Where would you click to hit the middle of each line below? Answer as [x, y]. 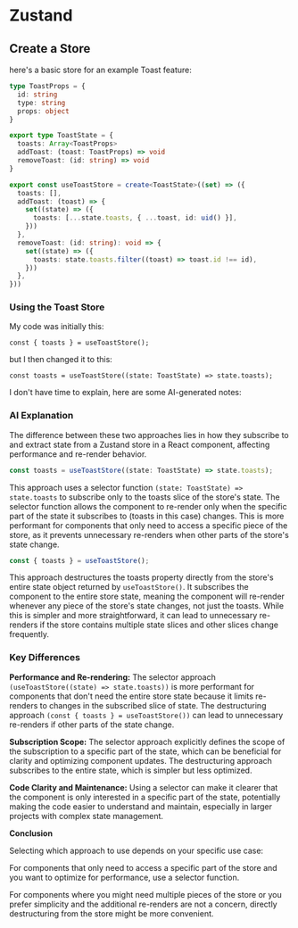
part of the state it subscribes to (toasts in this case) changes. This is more [147, 516]
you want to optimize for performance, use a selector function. [124, 877]
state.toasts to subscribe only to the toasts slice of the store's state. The [145, 497]
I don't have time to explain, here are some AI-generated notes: [126, 393]
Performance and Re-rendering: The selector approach [112, 677]
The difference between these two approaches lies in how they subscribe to [149, 435]
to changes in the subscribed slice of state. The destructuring [153, 705]
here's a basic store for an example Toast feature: [100, 70]
